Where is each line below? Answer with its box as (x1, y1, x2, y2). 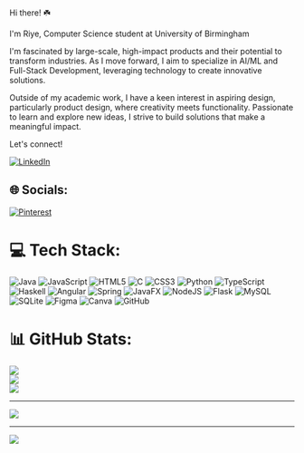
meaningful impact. (9, 121, 81, 131)
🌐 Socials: (9, 182, 69, 198)
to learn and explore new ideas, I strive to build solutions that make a (9, 111, 265, 122)
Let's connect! (9, 139, 63, 149)
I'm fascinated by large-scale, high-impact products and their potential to (9, 46, 282, 56)
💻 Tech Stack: (9, 240, 121, 260)
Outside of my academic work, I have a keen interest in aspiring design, (9, 92, 276, 102)
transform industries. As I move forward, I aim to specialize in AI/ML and (9, 55, 279, 66)
